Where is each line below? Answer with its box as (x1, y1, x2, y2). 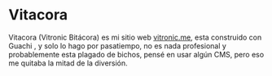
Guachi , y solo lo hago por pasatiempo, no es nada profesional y (8, 40, 226, 50)
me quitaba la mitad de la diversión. (8, 58, 128, 68)
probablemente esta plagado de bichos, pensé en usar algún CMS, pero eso (8, 49, 265, 59)
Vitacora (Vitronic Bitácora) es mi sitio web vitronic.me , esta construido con (8, 32, 262, 42)
